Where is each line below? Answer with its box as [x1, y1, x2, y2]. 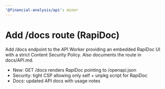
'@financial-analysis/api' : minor [5, 7, 79, 13]
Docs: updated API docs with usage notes [12, 77, 101, 84]
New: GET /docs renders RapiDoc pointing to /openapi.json [12, 67, 137, 73]
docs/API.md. [5, 57, 34, 63]
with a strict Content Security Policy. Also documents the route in [5, 51, 142, 57]
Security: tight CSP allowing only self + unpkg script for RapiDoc [12, 72, 148, 78]
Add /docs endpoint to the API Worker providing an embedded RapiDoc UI [5, 46, 161, 52]
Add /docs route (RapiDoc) [5, 29, 120, 41]
